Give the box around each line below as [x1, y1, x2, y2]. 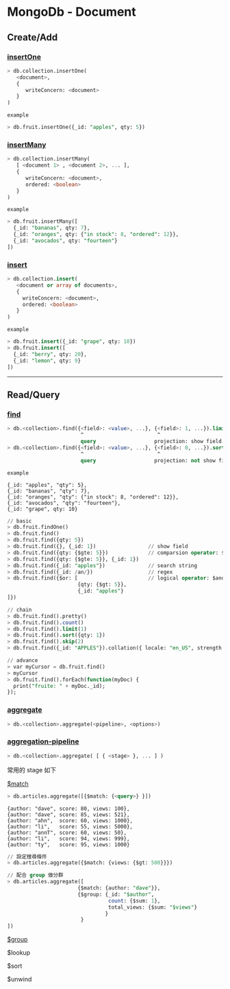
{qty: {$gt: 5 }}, [77, 581, 127, 588]
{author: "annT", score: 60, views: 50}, [7, 829, 127, 836]
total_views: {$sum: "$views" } [108, 903, 197, 911]
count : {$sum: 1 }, [108, 897, 161, 904]
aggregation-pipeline [7, 737, 79, 746]
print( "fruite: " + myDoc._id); [13, 682, 106, 689]
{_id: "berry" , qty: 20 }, [13, 350, 88, 357]
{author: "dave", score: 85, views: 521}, [7, 811, 130, 818]
